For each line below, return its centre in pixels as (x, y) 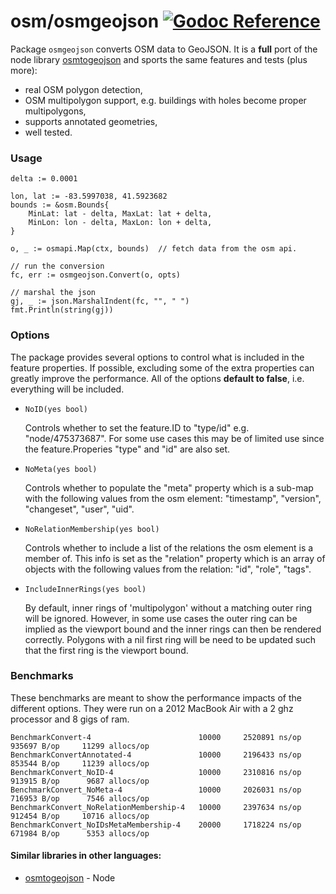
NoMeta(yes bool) (61, 469)
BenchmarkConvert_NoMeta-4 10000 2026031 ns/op (156, 790)
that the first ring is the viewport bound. (106, 650)
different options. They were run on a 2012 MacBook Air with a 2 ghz (152, 708)
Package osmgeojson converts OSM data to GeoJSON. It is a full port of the (164, 49)
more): (24, 70)
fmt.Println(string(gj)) (62, 310)
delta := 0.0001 (44, 179)
